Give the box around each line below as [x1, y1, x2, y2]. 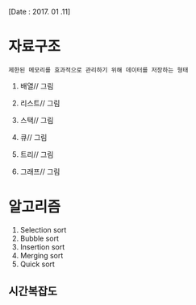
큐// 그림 [19, 132, 48, 142]
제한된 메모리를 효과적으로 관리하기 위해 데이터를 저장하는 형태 [8, 66, 189, 74]
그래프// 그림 [19, 167, 60, 176]
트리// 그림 [19, 149, 54, 159]
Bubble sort [19, 233, 59, 243]
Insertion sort [19, 241, 65, 252]
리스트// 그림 [19, 98, 60, 108]
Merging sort [19, 250, 64, 260]
